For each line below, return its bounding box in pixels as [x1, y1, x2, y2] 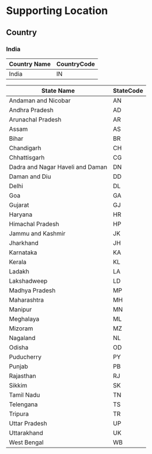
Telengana [9, 400, 38, 408]
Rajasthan [9, 372, 36, 380]
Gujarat [9, 200, 29, 209]
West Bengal [9, 438, 44, 446]
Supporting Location [6, 4, 108, 18]
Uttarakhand [9, 428, 43, 436]
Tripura [9, 410, 29, 418]
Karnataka [9, 248, 37, 257]
